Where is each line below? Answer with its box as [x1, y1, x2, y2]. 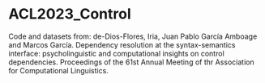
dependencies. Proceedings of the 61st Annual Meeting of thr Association [8, 57, 254, 67]
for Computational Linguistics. [8, 65, 109, 75]
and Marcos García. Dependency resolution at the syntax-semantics [8, 39, 236, 49]
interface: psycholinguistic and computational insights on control [8, 48, 224, 58]
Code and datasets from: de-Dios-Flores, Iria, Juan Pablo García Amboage [8, 31, 258, 41]
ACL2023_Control [8, 5, 131, 23]
